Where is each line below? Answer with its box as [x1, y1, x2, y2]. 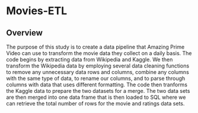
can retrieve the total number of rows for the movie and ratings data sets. [6, 100, 185, 107]
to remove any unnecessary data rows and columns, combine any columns [6, 69, 190, 75]
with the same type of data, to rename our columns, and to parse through [6, 75, 186, 82]
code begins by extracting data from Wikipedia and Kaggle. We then [6, 56, 173, 63]
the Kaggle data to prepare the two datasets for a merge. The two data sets [6, 88, 190, 94]
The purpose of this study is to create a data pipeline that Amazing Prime [6, 43, 185, 50]
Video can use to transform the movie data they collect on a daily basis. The [6, 50, 192, 57]
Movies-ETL [6, 4, 68, 18]
